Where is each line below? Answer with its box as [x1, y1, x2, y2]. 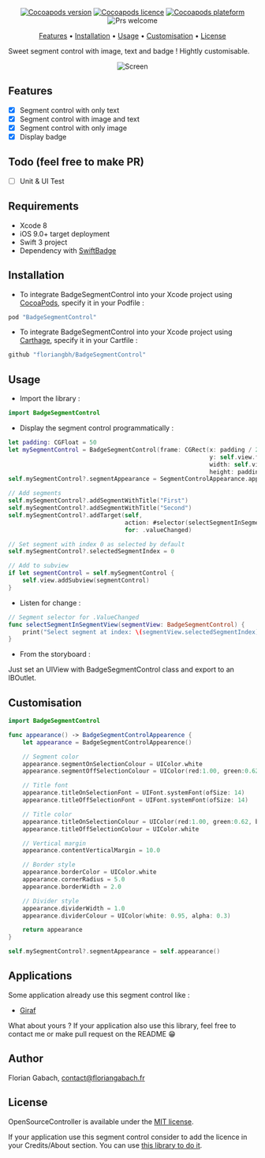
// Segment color [22, 753, 80, 761]
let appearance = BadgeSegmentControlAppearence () [22, 738, 192, 747]
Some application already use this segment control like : [8, 990, 190, 1000]
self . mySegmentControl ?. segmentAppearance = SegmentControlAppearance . [8, 475, 248, 483]
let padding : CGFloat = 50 [8, 438, 97, 446]
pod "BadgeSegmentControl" [8, 313, 97, 321]
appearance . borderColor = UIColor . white [22, 868, 157, 877]
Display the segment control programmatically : [19, 423, 174, 433]
